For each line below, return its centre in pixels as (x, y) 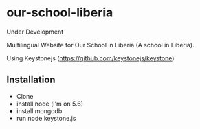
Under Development (35, 32)
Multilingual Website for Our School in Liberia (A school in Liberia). (100, 45)
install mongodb (39, 110)
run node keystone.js (46, 118)
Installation (31, 80)
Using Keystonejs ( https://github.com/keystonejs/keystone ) (90, 58)
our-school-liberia (60, 13)
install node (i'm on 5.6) (50, 104)
